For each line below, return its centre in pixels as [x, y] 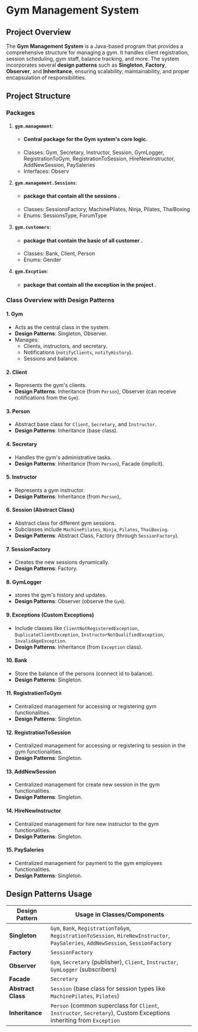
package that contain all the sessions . [72, 196]
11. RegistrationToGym [34, 693]
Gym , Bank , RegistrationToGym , [91, 928]
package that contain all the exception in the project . [90, 284]
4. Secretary [22, 444]
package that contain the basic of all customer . [83, 240]
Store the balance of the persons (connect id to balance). [84, 673]
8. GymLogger [24, 582]
